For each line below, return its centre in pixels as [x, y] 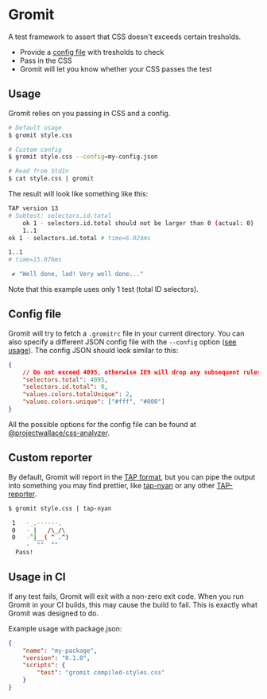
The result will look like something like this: [78, 194]
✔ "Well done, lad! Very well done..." [78, 274]
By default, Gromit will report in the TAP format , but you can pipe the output [132, 477]
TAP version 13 [33, 208]
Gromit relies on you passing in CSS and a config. [89, 113]
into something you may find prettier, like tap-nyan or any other [112, 485]
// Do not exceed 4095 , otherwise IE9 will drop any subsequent [131, 372]
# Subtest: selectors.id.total [60, 216]
